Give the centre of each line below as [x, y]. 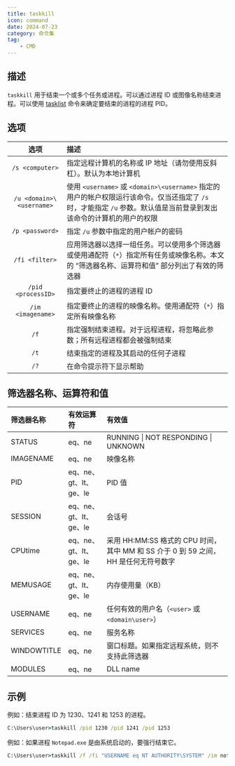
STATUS [24, 442]
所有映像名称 [94, 316]
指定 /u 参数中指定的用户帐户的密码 [124, 231]
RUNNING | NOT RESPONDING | [159, 438]
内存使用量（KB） [136, 585]
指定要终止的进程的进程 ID [109, 290]
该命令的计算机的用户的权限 [112, 218]
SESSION [26, 516]
